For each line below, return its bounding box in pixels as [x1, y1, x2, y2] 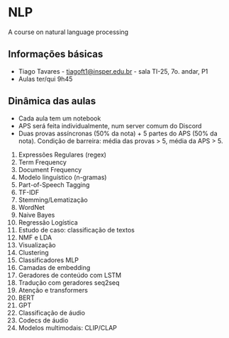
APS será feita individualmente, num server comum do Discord [18, 121, 202, 130]
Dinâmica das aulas [8, 95, 96, 107]
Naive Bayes [18, 210, 55, 219]
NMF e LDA [18, 233, 52, 242]
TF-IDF [18, 188, 40, 196]
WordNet [18, 203, 45, 211]
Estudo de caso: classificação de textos [18, 225, 135, 234]
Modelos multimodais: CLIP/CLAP [18, 323, 118, 332]
